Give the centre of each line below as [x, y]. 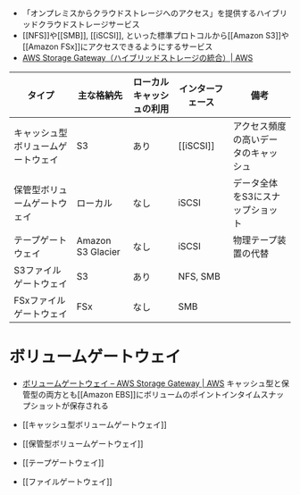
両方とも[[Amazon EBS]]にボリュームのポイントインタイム [153, 394]
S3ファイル [37, 270]
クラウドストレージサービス [89, 24]
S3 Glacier [98, 252]
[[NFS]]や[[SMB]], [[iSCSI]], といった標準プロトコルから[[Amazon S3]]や [155, 35]
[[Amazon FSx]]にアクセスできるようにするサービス [117, 46]
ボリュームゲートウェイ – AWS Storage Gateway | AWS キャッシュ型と [152, 383]
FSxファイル [40, 300]
